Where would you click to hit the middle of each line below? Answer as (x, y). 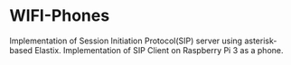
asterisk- (260, 41)
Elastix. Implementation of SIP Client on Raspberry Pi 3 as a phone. (159, 50)
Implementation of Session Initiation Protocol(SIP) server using (126, 41)
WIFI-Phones (60, 16)
